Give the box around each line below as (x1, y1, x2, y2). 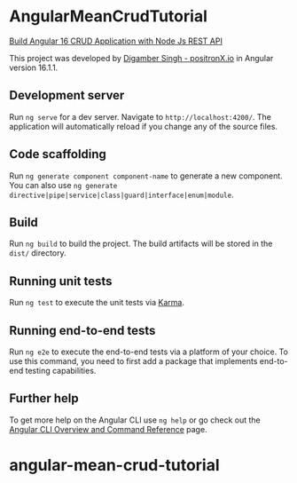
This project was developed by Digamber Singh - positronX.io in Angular (9, 52, 274, 63)
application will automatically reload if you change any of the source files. (9, 121, 277, 131)
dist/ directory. (9, 248, 66, 258)
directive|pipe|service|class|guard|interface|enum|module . (9, 189, 234, 200)
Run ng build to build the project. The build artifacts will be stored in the (9, 238, 273, 249)
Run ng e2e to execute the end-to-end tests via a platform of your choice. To (9, 346, 289, 357)
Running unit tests (9, 273, 113, 289)
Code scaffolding (9, 146, 106, 162)
